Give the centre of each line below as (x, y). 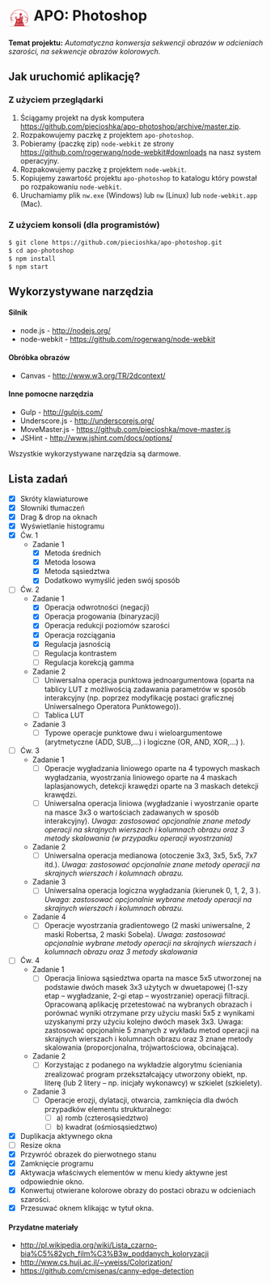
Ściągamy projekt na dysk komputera (82, 118)
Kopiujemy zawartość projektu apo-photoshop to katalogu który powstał (138, 178)
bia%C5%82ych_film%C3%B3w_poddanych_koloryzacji (114, 1254)
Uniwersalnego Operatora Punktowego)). (112, 706)
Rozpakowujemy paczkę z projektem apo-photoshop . (107, 135)
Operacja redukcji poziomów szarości (107, 626)
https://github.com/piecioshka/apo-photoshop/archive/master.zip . (130, 126)
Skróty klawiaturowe (54, 499)
